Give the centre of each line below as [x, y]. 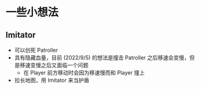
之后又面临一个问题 [64, 65]
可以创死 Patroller [36, 50]
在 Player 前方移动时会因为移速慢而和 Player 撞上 [84, 72]
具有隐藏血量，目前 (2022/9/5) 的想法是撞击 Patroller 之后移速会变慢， [102, 57]
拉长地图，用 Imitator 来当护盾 [52, 80]
